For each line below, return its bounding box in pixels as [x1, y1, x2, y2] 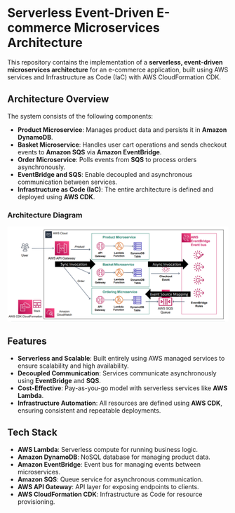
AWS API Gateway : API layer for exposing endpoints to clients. [17, 482, 199, 491]
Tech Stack [7, 427, 58, 439]
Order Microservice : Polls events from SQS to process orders [17, 155, 197, 164]
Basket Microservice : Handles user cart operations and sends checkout [17, 140, 227, 149]
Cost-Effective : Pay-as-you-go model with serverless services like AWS [17, 384, 228, 392]
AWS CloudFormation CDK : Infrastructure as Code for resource [17, 490, 203, 498]
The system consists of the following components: [7, 112, 153, 120]
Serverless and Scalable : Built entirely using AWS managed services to [17, 354, 225, 362]
